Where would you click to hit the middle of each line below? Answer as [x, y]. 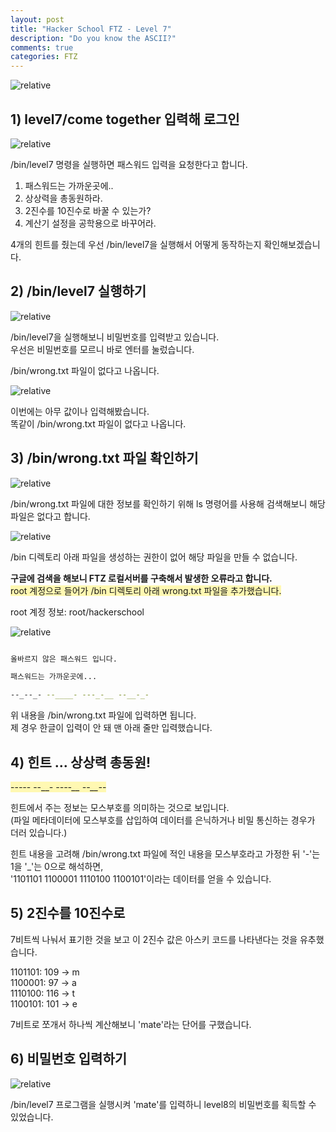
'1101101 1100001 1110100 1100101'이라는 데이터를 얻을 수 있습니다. [141, 879]
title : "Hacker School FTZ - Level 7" [91, 29]
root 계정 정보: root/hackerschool [77, 612]
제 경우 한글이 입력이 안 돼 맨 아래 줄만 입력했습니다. [111, 728]
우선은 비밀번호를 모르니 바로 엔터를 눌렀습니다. [102, 349]
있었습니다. [32, 1117]
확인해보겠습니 [292, 244]
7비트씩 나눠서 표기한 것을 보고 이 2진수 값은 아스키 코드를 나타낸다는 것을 [154, 939]
